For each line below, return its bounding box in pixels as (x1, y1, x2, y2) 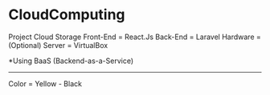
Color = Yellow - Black (8, 78, 83, 89)
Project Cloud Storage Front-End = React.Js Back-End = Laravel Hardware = (8, 32, 261, 42)
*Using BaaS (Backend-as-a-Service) (8, 56, 134, 65)
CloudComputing (8, 6, 126, 24)
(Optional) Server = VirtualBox (8, 40, 108, 49)
